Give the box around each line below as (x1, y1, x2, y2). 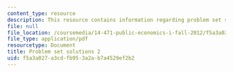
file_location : (7, 29, 51, 36)
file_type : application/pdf (7, 36, 89, 43)
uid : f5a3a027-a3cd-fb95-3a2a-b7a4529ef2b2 (7, 55, 135, 62)
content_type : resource (7, 10, 76, 17)
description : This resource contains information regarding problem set (7, 16, 222, 23)
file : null (7, 23, 39, 29)
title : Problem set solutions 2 (7, 49, 101, 56)
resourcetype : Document (7, 42, 76, 49)
